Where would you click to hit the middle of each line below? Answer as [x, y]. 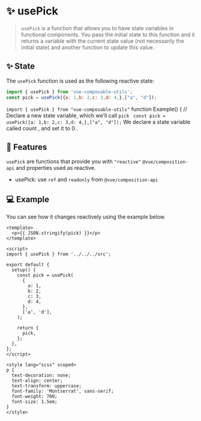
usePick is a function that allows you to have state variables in [97, 28]
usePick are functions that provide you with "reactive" [74, 161]
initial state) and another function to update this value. [88, 47]
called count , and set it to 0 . [42, 128]
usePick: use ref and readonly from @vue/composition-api [86, 179]
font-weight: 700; [35, 397]
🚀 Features [27, 147]
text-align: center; [37, 381]
